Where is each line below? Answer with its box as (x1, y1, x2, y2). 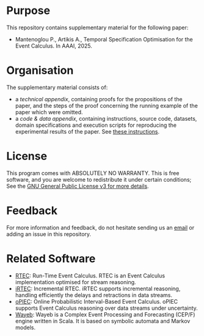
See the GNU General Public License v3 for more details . (6, 182, 149, 190)
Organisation (6, 63, 74, 77)
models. (15, 324, 36, 331)
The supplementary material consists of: (6, 84, 108, 91)
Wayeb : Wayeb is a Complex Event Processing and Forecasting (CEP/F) (15, 310, 195, 318)
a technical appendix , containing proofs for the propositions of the (15, 95, 183, 102)
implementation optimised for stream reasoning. (15, 278, 136, 285)
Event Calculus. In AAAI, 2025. (15, 42, 93, 49)
